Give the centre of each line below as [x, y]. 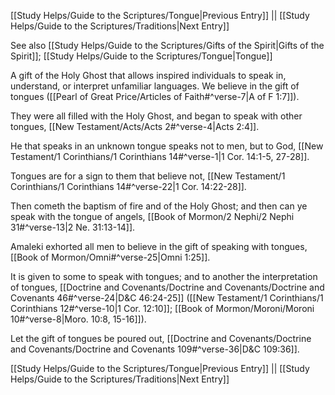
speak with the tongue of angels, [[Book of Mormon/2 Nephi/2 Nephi [152, 216]
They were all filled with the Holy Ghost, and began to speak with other [156, 116]
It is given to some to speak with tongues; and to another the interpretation [164, 276]
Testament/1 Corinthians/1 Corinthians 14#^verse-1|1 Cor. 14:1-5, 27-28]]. [160, 156]
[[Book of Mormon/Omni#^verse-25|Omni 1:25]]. [110, 257]
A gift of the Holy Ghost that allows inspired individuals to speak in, [148, 75]
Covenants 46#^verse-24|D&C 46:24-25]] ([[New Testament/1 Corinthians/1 [167, 298]
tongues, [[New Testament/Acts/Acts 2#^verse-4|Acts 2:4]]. [135, 126]
